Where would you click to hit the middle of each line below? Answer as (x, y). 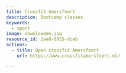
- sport (21, 28)
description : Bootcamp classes (45, 17)
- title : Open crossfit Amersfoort (55, 50)
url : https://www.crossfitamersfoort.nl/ (68, 56)
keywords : (18, 23)
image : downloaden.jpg (34, 34)
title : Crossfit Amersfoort (41, 12)
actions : (17, 45)
